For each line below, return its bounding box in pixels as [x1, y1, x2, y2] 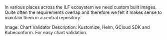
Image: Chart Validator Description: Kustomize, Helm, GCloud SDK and [4, 24, 150, 30]
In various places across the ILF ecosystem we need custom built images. [4, 4, 157, 10]
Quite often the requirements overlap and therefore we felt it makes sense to [4, 9, 162, 15]
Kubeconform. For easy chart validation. [4, 30, 87, 35]
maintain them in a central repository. [4, 15, 81, 20]
